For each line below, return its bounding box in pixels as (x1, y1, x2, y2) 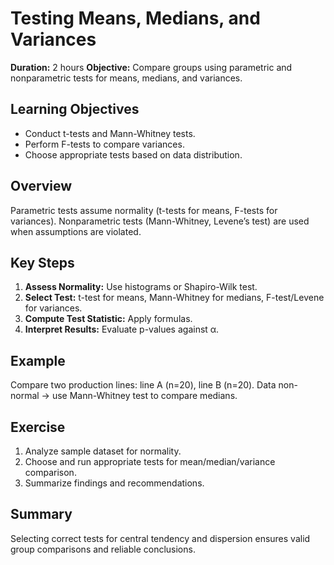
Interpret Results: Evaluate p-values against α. (24, 323, 220, 336)
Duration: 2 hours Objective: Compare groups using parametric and (10, 61, 293, 73)
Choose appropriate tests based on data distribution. (24, 148, 243, 161)
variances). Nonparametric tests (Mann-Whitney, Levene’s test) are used (10, 215, 310, 227)
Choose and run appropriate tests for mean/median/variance (24, 456, 276, 467)
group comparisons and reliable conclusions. (10, 543, 196, 555)
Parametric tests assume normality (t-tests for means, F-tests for (10, 204, 278, 216)
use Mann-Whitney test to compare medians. (51, 390, 238, 402)
